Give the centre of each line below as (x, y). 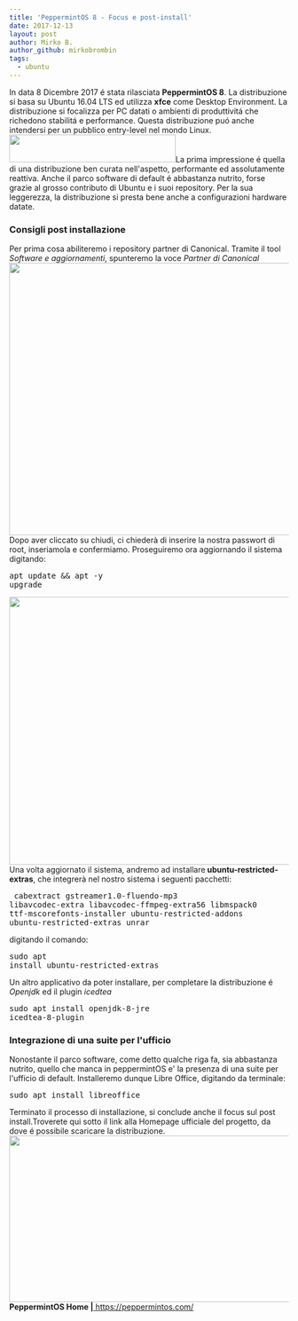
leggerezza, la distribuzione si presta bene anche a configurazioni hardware (148, 197)
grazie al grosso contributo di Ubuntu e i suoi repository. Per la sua (131, 187)
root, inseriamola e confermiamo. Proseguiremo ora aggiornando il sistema (146, 550)
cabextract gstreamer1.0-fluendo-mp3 (96, 896)
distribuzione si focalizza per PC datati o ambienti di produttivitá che (134, 111)
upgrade (26, 585)
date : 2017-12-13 (41, 26)
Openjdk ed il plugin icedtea (61, 992)
